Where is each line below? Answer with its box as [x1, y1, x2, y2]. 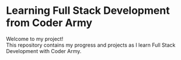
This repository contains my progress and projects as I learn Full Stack [6, 42, 176, 48]
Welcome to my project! [6, 35, 64, 42]
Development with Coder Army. [6, 47, 82, 54]
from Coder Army [6, 16, 92, 29]
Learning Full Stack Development [6, 4, 170, 17]
